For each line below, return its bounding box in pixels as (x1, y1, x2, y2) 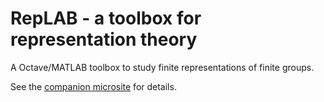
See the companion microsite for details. (10, 80, 177, 92)
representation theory (10, 28, 198, 51)
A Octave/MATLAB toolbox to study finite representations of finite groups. (10, 61, 315, 73)
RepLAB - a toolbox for (10, 7, 202, 30)
